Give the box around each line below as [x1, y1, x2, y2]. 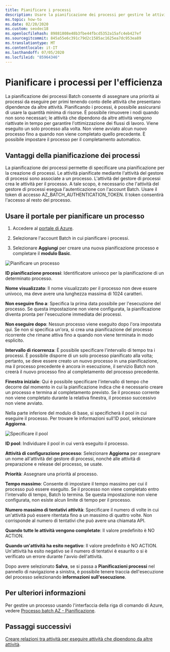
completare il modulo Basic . [12, 250, 72, 256]
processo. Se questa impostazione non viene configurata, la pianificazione [5, 306, 161, 312]
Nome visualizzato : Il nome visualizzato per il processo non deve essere [5, 285, 157, 291]
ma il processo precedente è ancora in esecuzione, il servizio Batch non [5, 363, 155, 369]
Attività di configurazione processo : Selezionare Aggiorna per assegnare [5, 450, 161, 456]
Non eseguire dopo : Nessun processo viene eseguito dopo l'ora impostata [5, 321, 161, 327]
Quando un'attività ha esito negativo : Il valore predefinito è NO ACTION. [5, 542, 158, 548]
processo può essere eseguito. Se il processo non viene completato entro [5, 486, 159, 492]
